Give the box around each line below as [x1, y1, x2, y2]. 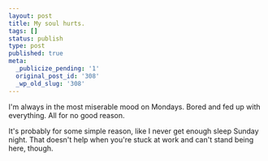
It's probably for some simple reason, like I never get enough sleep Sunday [8, 126, 259, 136]
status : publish [8, 34, 63, 43]
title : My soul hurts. [8, 19, 85, 28]
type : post [8, 42, 45, 50]
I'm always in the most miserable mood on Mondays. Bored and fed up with [8, 102, 262, 112]
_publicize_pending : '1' [15, 65, 100, 73]
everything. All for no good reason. [8, 110, 125, 120]
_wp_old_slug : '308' [15, 79, 85, 87]
